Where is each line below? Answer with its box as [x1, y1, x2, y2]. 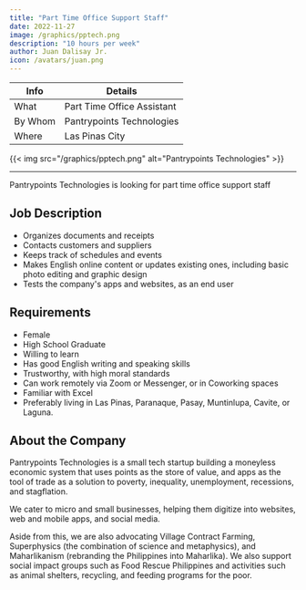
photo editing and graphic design [22, 268, 148, 279]
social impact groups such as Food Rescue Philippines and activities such [9, 560, 286, 571]
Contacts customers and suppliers [22, 239, 152, 251]
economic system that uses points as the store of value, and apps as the [9, 467, 281, 478]
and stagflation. [9, 486, 68, 497]
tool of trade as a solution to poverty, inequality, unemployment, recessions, [9, 476, 294, 488]
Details [106, 85, 138, 97]
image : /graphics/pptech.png [9, 30, 120, 39]
